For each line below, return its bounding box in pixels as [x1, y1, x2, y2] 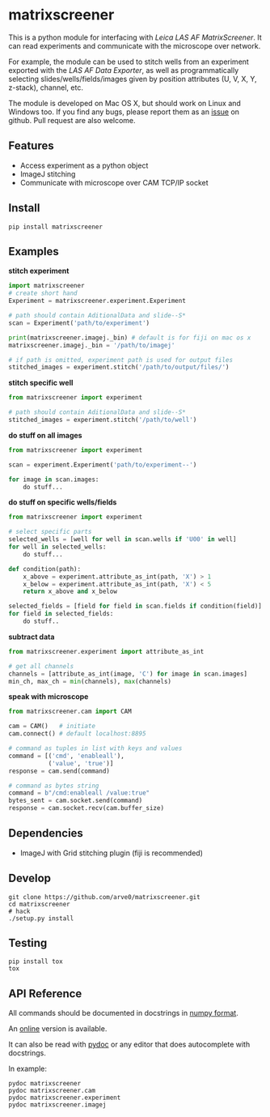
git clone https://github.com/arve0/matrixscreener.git [8, 893, 200, 901]
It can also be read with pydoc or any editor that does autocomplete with [8, 1039, 251, 1050]
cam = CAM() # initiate [8, 723, 95, 731]
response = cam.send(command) [8, 767, 111, 775]
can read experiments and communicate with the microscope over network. [8, 41, 261, 50]
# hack [8, 907, 31, 915]
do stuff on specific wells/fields [8, 497, 117, 507]
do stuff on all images [8, 430, 82, 440]
